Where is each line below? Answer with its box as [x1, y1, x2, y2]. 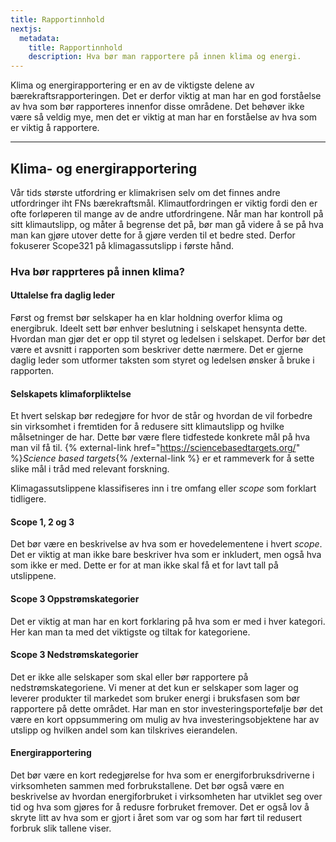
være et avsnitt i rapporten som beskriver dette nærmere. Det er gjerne [10, 344, 304, 356]
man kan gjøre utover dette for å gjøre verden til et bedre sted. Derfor [10, 229, 296, 241]
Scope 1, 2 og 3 [10, 516, 75, 528]
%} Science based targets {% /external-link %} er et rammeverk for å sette [10, 452, 315, 465]
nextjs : [10, 24, 43, 34]
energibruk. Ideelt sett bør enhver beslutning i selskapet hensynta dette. [10, 322, 308, 335]
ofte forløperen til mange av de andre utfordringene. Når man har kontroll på [10, 207, 324, 220]
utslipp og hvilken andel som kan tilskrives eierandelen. [10, 724, 238, 736]
